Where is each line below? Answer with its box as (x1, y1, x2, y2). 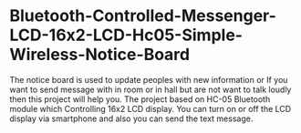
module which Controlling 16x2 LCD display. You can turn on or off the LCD (9, 103, 292, 114)
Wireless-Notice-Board (9, 45, 190, 65)
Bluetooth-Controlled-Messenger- (9, 5, 276, 26)
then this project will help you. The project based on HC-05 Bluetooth (9, 93, 271, 105)
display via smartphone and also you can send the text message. (9, 113, 254, 124)
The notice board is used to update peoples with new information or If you (9, 74, 288, 85)
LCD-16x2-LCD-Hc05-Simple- (9, 25, 244, 46)
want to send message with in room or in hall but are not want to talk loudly (9, 84, 292, 95)
